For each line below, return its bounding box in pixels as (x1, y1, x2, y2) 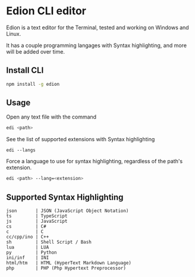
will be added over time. (6, 48, 65, 55)
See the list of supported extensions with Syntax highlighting (6, 136, 155, 143)
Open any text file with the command (6, 113, 97, 120)
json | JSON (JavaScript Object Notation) (6, 208, 129, 214)
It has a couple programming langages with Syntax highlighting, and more (6, 42, 187, 49)
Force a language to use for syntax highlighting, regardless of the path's (6, 158, 183, 165)
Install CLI (6, 66, 44, 76)
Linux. (6, 30, 21, 37)
